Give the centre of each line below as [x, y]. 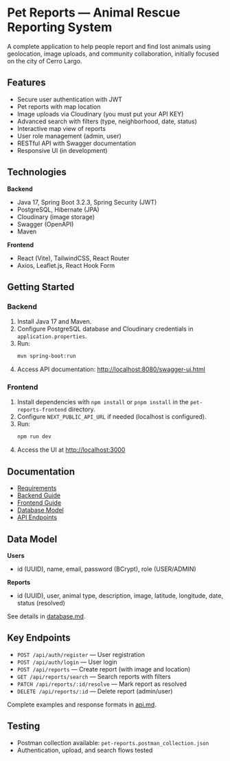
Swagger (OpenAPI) [45, 224]
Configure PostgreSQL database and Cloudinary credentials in [105, 329]
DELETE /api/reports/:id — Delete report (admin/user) [95, 691]
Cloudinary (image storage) [56, 217]
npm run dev [34, 437]
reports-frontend [42, 410]
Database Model [40, 510]
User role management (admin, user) [69, 136]
